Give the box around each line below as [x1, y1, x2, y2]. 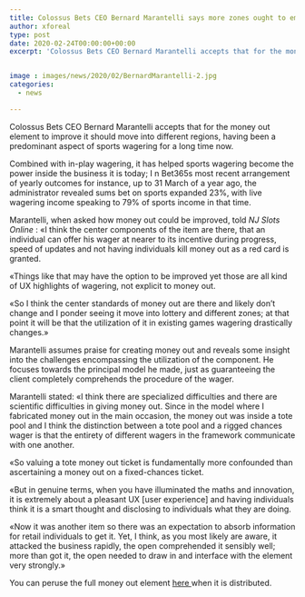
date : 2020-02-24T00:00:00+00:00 [9, 38, 136, 48]
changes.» [9, 326, 49, 337]
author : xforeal [9, 22, 71, 31]
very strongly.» [9, 560, 66, 571]
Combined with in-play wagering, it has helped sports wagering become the [9, 158, 294, 169]
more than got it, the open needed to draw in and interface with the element [9, 550, 293, 561]
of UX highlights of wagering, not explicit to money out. [9, 280, 216, 291]
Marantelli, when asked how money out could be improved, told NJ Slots [9, 214, 280, 225]
